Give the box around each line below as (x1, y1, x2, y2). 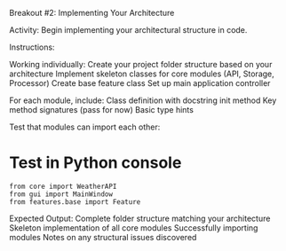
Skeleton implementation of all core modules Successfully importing (9, 222, 258, 233)
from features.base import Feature (9, 197, 141, 207)
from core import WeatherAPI (9, 182, 117, 191)
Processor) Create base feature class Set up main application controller (9, 78, 271, 88)
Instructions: (9, 42, 55, 52)
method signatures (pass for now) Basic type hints (9, 105, 194, 114)
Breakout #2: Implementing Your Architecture (9, 8, 175, 18)
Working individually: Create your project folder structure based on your (9, 59, 273, 69)
